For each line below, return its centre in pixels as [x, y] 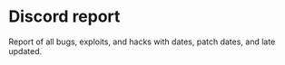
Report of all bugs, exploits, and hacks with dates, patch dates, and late [142, 42]
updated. [25, 51]
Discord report [64, 17]
